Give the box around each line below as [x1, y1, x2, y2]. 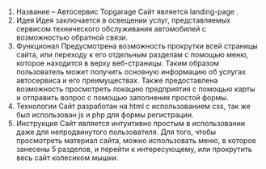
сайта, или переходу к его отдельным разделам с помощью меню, [15, 50, 249, 59]
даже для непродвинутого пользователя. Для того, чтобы [15, 127, 217, 137]
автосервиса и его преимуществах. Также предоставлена [15, 76, 218, 85]
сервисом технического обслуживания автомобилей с [15, 24, 206, 33]
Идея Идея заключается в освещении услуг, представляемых [15, 15, 231, 25]
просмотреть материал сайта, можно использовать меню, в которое [15, 136, 256, 145]
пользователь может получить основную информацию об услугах [15, 67, 247, 76]
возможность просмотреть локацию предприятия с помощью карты [15, 84, 256, 94]
